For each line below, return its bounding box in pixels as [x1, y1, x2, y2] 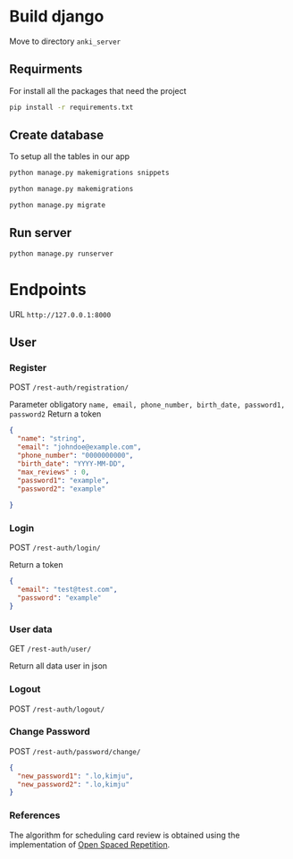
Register [9, 362, 47, 374]
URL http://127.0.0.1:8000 [9, 308, 112, 319]
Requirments [9, 62, 83, 77]
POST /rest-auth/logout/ [9, 703, 105, 714]
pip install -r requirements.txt [9, 103, 134, 112]
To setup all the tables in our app [9, 151, 130, 162]
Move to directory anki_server [9, 36, 121, 46]
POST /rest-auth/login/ [9, 543, 101, 553]
